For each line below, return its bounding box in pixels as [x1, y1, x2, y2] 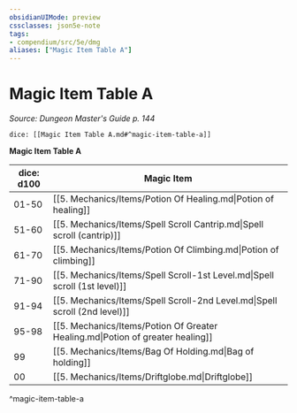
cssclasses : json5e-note [9, 21, 101, 30]
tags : [9, 29, 29, 38]
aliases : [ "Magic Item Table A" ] [9, 46, 133, 55]
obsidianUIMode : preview [9, 12, 101, 22]
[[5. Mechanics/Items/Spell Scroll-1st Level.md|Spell [52, 269, 274, 281]
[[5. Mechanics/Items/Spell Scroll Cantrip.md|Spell [52, 218, 263, 231]
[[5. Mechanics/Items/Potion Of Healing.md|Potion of [52, 193, 274, 205]
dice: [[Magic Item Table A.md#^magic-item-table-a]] [9, 130, 212, 140]
